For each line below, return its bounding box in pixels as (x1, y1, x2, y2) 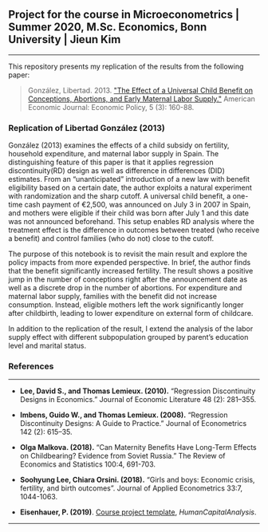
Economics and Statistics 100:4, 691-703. (19, 459, 156, 469)
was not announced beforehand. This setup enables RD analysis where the (8, 217, 255, 227)
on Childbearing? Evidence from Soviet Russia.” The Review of (19, 451, 226, 461)
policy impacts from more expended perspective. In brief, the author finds (8, 258, 251, 267)
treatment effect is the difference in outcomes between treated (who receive (8, 225, 260, 235)
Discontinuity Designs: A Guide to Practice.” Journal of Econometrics (19, 419, 247, 428)
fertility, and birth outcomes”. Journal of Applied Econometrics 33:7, (19, 483, 243, 493)
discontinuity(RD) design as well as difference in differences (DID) (8, 166, 226, 175)
